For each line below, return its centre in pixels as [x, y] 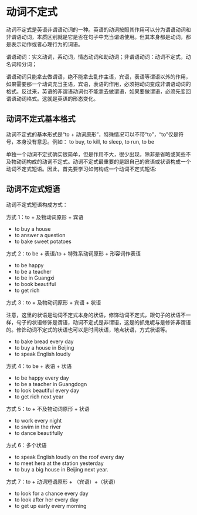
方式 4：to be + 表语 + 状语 [39, 366]
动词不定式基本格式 [41, 119]
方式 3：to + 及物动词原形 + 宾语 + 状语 [54, 302]
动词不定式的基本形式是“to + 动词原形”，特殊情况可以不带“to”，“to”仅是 [92, 134]
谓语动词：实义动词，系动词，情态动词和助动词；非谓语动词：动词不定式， [96, 57]
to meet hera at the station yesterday [59, 463]
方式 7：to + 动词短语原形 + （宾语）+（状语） [62, 481]
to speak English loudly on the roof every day [69, 457]
